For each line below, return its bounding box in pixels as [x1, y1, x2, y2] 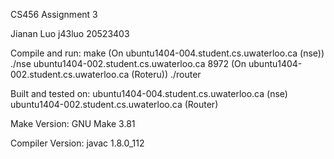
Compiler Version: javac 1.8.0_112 [10, 137, 145, 149]
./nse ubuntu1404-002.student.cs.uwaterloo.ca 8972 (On [10, 58, 247, 69]
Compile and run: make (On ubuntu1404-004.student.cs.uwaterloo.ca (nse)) [10, 47, 325, 59]
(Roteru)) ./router [131, 69, 202, 80]
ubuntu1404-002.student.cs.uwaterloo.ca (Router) [10, 99, 219, 110]
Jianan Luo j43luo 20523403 [10, 28, 130, 39]
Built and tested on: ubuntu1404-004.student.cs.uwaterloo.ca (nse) [10, 88, 288, 99]
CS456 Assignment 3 [10, 9, 98, 20]
